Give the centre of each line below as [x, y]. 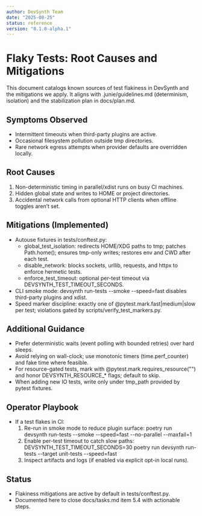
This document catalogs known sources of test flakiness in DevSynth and [97, 88]
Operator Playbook [43, 407]
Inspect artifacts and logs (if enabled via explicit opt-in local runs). [106, 460]
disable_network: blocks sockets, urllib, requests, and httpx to [101, 265]
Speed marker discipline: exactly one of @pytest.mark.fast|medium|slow [105, 304]
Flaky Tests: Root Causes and [82, 58]
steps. [23, 506]
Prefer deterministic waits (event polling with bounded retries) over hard [104, 344]
